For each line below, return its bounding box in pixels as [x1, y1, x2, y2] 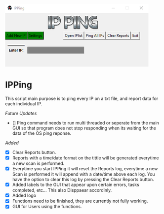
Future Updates [5, 110, 37, 116]
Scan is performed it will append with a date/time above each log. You [12, 171, 155, 177]
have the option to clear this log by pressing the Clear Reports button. [12, 177, 154, 183]
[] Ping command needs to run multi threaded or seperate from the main [12, 120, 160, 125]
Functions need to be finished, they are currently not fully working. [12, 198, 148, 204]
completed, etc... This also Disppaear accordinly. [12, 187, 112, 193]
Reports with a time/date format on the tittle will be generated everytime [12, 155, 159, 161]
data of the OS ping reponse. [12, 130, 72, 136]
